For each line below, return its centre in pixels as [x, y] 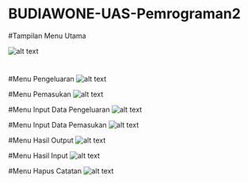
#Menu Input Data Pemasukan [57, 125]
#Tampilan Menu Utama [47, 36]
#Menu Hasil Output [41, 140]
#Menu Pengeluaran [42, 79]
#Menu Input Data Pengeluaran [59, 110]
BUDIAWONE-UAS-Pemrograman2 [125, 14]
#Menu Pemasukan [40, 94]
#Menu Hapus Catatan [45, 171]
